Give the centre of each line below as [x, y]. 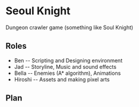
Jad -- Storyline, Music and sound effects [65, 67]
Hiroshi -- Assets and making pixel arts [62, 79]
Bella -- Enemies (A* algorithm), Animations [67, 73]
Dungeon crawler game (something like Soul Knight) [69, 27]
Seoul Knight [38, 11]
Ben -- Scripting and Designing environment [68, 60]
